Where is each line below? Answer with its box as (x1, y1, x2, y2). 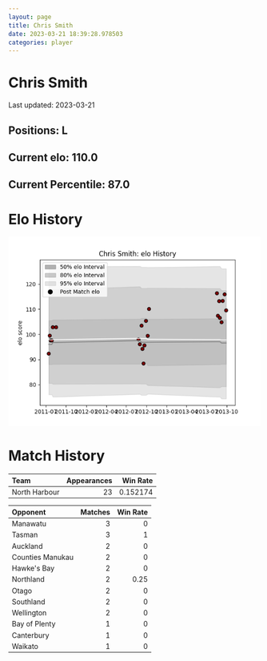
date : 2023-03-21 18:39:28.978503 (8, 30, 124, 38)
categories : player (8, 38, 74, 46)
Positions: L (8, 123, 68, 137)
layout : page (8, 13, 52, 21)
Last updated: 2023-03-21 (8, 100, 95, 110)
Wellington (11, 608, 47, 618)
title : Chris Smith (8, 21, 74, 30)
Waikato (11, 641, 38, 651)
